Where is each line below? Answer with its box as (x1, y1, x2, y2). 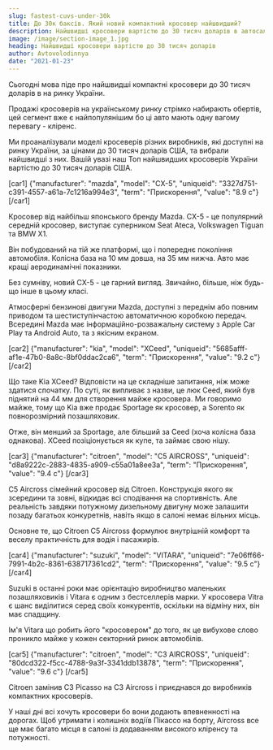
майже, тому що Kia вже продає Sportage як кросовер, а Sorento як (8, 402, 245, 412)
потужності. (8, 732, 50, 742)
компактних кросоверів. (8, 691, 93, 700)
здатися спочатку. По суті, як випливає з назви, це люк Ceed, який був (8, 385, 256, 395)
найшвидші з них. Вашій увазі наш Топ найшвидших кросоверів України (8, 154, 258, 163)
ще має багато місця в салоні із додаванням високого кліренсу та (8, 724, 238, 734)
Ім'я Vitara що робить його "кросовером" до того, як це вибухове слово (8, 625, 258, 635)
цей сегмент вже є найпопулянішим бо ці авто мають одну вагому (8, 112, 240, 122)
